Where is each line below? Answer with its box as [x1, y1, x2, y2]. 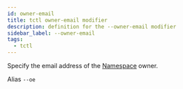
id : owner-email [7, 10, 54, 17]
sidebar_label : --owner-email [7, 29, 96, 37]
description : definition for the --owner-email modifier [7, 23, 177, 30]
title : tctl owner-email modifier [7, 17, 108, 24]
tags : [7, 36, 23, 43]
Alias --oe [7, 75, 36, 83]
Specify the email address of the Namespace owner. [7, 62, 159, 70]
